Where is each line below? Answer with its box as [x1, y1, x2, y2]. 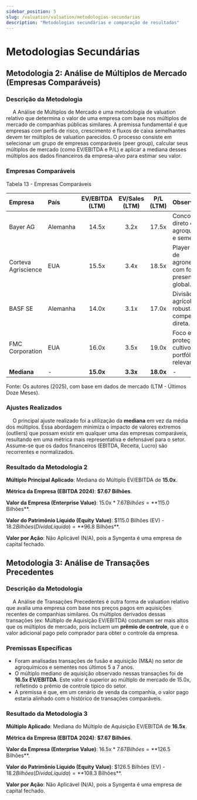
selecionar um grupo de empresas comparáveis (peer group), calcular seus [6, 140, 189, 147]
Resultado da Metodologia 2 [6, 463, 88, 471]
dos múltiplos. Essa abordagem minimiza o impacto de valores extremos [6, 423, 181, 430]
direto [172, 219, 189, 227]
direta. [172, 319, 191, 327]
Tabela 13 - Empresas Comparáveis [6, 180, 92, 187]
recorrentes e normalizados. [6, 448, 74, 455]
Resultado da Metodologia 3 [6, 710, 88, 718]
